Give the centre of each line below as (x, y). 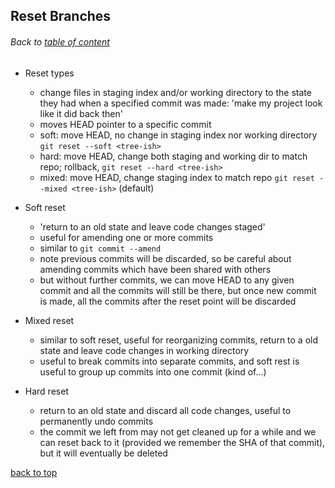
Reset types (49, 73)
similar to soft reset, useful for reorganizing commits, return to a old (179, 340)
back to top (34, 472)
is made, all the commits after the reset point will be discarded (168, 301)
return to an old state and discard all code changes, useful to (165, 410)
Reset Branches (61, 16)
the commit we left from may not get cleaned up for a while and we (178, 431)
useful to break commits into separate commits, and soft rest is (169, 361)
